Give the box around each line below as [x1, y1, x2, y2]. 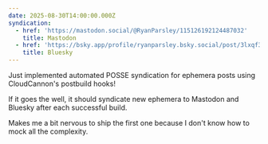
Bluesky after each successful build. [8, 103, 128, 112]
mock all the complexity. [8, 126, 89, 136]
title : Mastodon [22, 33, 77, 42]
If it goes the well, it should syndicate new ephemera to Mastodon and [8, 95, 239, 103]
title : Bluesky [22, 49, 73, 56]
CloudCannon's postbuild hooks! [8, 79, 116, 88]
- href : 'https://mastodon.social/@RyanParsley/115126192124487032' [15, 26, 248, 34]
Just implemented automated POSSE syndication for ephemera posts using [8, 71, 256, 80]
